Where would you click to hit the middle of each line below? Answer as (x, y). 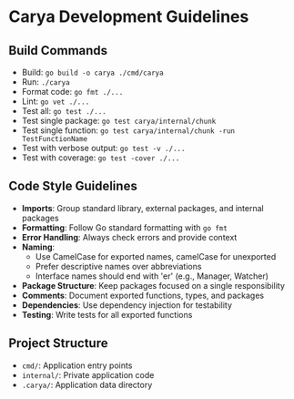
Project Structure (58, 343)
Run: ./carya (46, 82)
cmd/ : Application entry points (77, 365)
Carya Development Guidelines (129, 17)
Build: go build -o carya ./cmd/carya (93, 72)
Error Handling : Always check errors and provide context (129, 237)
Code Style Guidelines (73, 186)
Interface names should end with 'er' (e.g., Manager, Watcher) (152, 276)
